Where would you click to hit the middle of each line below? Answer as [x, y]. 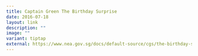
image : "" [18, 33]
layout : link [22, 22]
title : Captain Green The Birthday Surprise [62, 11]
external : [18, 44]
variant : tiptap [26, 38]
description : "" [26, 28]
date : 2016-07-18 [27, 17]
